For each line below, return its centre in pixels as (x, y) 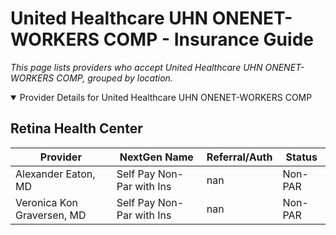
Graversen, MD (51, 215)
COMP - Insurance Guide (208, 39)
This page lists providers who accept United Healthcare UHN (136, 67)
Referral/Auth (239, 157)
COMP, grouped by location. (114, 78)
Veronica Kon (46, 202)
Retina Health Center (76, 128)
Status (301, 157)
